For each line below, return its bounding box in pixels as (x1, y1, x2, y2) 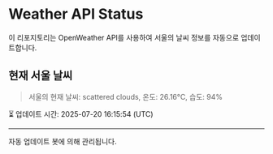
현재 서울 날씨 (8, 69, 73, 83)
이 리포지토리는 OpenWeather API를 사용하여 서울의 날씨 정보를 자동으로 (8, 32, 240, 42)
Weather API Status (8, 5, 144, 24)
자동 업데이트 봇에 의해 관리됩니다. (8, 136, 117, 146)
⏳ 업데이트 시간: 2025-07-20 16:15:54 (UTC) (8, 109, 154, 118)
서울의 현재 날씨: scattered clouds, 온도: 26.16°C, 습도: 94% (28, 92, 223, 101)
